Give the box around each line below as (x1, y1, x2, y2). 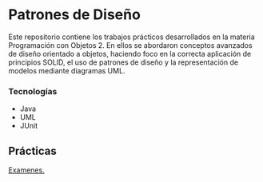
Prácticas (8, 144, 58, 157)
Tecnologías (8, 85, 58, 97)
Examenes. (8, 165, 46, 175)
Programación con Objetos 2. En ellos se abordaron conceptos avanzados (8, 40, 253, 49)
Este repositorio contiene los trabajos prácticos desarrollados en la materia (8, 32, 256, 42)
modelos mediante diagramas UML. (8, 65, 126, 75)
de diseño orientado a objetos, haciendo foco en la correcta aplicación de (8, 49, 252, 58)
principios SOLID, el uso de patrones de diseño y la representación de (8, 57, 238, 67)
